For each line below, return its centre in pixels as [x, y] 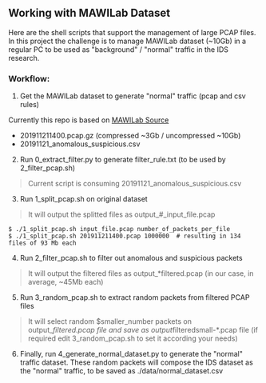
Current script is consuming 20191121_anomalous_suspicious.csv [135, 184]
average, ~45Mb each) [66, 282]
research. [24, 58]
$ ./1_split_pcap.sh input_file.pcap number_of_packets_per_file [119, 229]
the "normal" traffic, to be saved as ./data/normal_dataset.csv [121, 371]
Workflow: [29, 78]
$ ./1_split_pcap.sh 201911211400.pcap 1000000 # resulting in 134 [125, 236]
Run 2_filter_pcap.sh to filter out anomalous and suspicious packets [131, 258]
